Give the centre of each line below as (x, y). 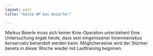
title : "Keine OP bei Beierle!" (38, 14)
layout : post (18, 10)
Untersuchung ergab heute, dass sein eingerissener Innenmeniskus (74, 38)
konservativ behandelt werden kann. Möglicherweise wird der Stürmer (76, 43)
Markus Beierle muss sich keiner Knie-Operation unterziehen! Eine (73, 32)
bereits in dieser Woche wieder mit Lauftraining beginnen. (64, 48)
